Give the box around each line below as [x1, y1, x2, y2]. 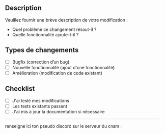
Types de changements [5, 46, 79, 54]
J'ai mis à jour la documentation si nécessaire [12, 108, 105, 114]
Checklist [5, 84, 35, 93]
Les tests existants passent [12, 103, 68, 109]
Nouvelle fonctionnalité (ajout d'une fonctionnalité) [12, 64, 115, 70]
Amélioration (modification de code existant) [12, 70, 103, 76]
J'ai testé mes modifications [12, 98, 70, 104]
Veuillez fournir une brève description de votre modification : [5, 17, 128, 23]
